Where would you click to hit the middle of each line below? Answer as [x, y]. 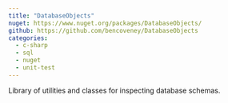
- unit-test [36, 68]
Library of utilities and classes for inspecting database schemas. [114, 90]
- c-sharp [32, 46]
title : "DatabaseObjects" [51, 16]
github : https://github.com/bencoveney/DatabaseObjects [103, 30]
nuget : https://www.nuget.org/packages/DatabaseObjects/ [105, 23]
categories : [28, 38]
